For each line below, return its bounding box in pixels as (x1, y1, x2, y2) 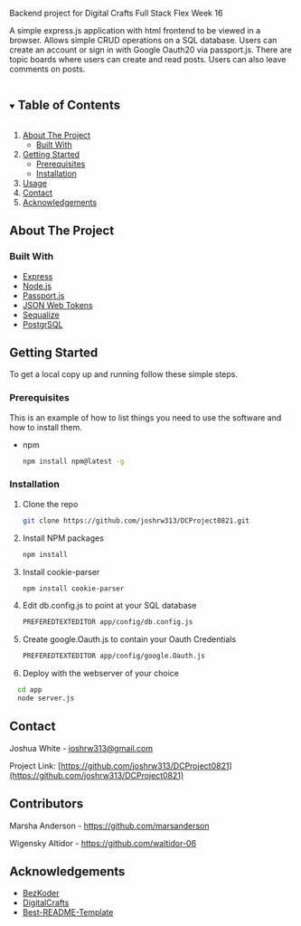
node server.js (17, 694, 75, 704)
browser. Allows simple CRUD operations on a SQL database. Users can (9, 35, 277, 45)
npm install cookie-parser (22, 583, 125, 593)
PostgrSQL (22, 318, 63, 329)
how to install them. (9, 421, 83, 432)
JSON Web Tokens (22, 299, 93, 310)
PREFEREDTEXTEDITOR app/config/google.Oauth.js (22, 651, 205, 661)
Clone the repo (22, 498, 79, 509)
